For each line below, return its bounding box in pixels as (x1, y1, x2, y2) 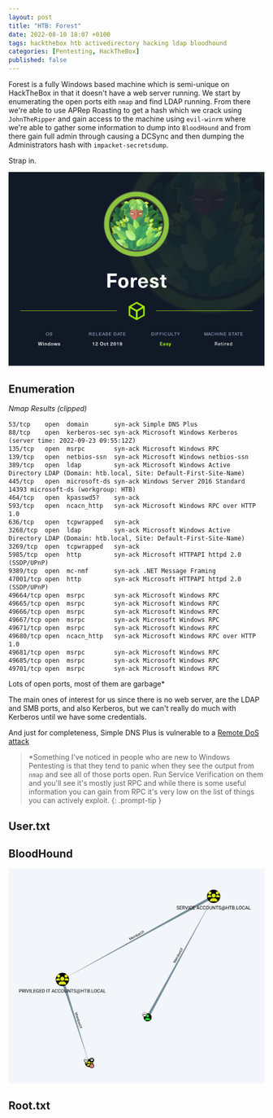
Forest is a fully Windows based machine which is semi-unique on (8, 80, 230, 89)
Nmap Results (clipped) (8, 404, 88, 414)
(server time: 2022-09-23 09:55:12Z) (8, 436, 136, 445)
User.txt (8, 819, 50, 833)
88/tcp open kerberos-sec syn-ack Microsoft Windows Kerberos (8, 428, 238, 437)
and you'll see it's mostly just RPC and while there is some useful (28, 778, 246, 788)
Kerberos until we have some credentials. (8, 712, 147, 722)
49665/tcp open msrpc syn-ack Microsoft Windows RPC (8, 599, 220, 608)
